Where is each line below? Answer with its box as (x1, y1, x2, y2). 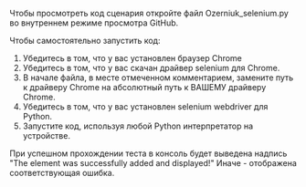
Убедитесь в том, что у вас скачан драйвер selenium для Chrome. (22, 63, 280, 73)
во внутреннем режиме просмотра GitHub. (9, 17, 179, 28)
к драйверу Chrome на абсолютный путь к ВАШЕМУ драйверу (22, 82, 267, 92)
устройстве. (22, 130, 71, 140)
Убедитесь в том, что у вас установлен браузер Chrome (22, 53, 242, 63)
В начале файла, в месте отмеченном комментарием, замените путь (22, 72, 294, 83)
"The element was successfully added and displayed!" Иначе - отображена (9, 158, 297, 168)
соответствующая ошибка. (9, 168, 115, 178)
